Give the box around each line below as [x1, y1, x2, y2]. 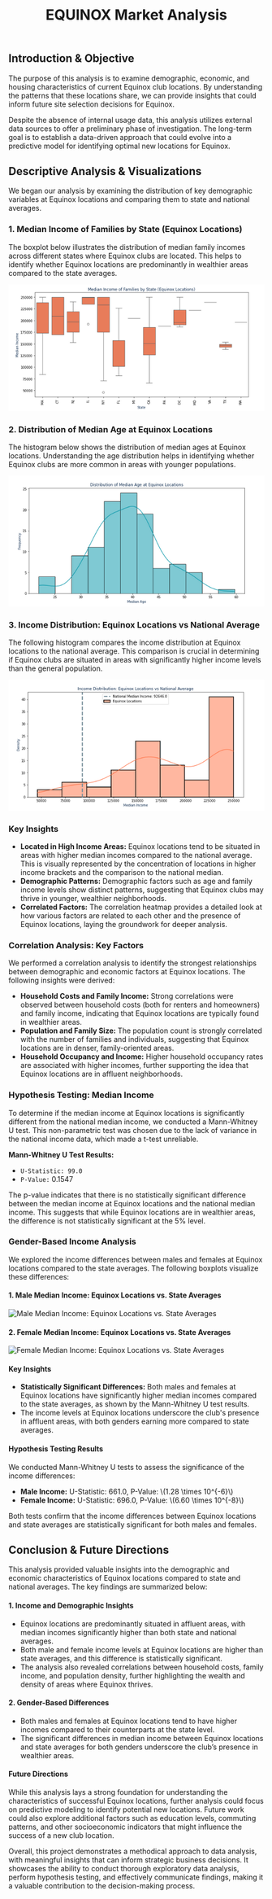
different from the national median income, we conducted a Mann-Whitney [8, 1117, 258, 1127]
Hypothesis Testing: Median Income [8, 1089, 154, 1100]
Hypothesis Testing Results [8, 1444, 104, 1454]
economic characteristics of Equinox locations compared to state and [8, 1573, 241, 1583]
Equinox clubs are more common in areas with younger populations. [8, 459, 236, 469]
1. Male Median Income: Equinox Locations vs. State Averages [8, 1290, 222, 1300]
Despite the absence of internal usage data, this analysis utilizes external [8, 115, 253, 125]
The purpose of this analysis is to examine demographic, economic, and [8, 73, 250, 83]
